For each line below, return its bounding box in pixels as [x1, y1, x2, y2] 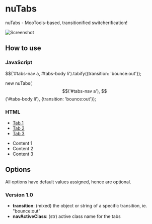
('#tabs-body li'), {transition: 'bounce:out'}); [5, 96, 97, 102]
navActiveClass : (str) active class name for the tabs [12, 213, 121, 219]
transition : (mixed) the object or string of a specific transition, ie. [12, 203, 147, 209]
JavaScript [5, 59, 33, 66]
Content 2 [12, 145, 34, 151]
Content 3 [12, 151, 34, 157]
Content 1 [12, 140, 33, 146]
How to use [5, 44, 41, 53]
